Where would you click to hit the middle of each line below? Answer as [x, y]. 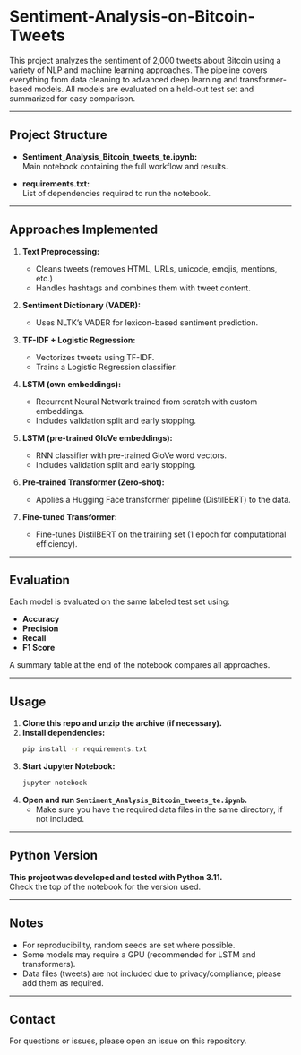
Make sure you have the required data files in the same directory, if [159, 809]
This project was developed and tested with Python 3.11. [116, 877]
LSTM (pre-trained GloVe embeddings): [97, 437]
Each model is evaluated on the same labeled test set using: [120, 601]
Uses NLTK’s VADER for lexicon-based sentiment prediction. [146, 322]
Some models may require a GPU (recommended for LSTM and [139, 954]
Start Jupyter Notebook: [69, 766]
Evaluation [39, 580]
